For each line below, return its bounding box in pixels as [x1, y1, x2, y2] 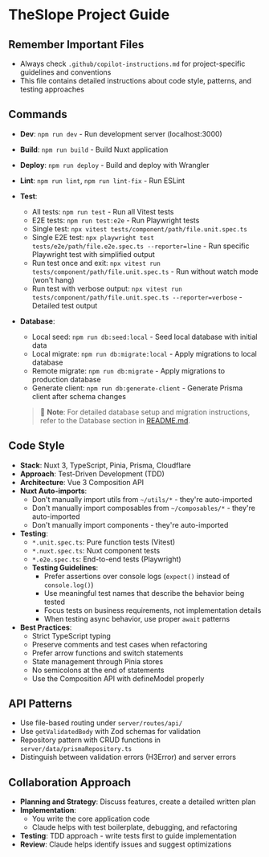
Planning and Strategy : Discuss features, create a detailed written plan [19, 797, 256, 806]
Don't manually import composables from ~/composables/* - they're [31, 503, 255, 512]
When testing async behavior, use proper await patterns [43, 614, 230, 623]
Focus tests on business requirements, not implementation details [43, 605, 262, 615]
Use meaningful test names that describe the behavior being [43, 588, 245, 598]
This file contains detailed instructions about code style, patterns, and [19, 76, 251, 85]
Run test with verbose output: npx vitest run [31, 284, 182, 293]
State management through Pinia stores [31, 656, 163, 666]
